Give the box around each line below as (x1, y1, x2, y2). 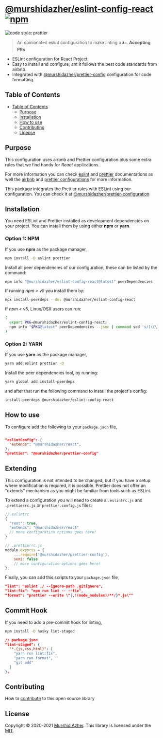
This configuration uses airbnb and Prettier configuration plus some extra (5, 157, 152, 162)
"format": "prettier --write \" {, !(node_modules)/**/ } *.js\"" (5, 593, 133, 598)
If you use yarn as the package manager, (5, 352, 87, 358)
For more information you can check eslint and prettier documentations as (5, 171, 153, 177)
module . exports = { (5, 547, 45, 553)
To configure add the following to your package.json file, (5, 424, 117, 430)
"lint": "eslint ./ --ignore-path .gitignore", (5, 584, 103, 589)
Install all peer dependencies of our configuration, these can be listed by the (5, 264, 158, 270)
